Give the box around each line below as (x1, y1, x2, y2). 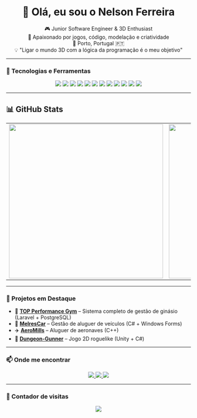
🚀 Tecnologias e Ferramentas (6, 67, 91, 75)
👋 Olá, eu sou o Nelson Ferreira (22, 5, 175, 19)
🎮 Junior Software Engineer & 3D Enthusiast (44, 25, 153, 32)
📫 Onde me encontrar (6, 356, 71, 364)
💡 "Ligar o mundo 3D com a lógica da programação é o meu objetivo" (14, 46, 183, 53)
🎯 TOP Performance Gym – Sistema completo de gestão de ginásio (14, 308, 178, 315)
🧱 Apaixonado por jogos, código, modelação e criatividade (28, 33, 169, 41)
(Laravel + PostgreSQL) (14, 314, 72, 321)
